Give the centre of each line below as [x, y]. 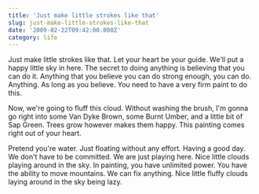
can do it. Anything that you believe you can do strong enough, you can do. [130, 76]
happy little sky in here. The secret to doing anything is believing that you [126, 68]
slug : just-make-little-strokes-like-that [78, 23]
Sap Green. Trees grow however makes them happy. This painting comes [126, 125]
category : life [33, 37]
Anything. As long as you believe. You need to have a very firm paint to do [128, 85]
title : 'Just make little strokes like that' [84, 15]
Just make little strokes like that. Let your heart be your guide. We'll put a [126, 60]
